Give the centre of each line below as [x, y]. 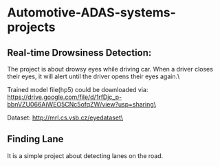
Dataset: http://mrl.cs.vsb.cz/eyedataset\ [65, 118]
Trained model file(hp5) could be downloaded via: [78, 90]
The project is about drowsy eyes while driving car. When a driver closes [110, 69]
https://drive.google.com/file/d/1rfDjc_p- [65, 97]
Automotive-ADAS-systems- [92, 13]
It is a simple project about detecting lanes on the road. [85, 155]
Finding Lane [35, 139]
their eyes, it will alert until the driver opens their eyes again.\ [93, 76]
